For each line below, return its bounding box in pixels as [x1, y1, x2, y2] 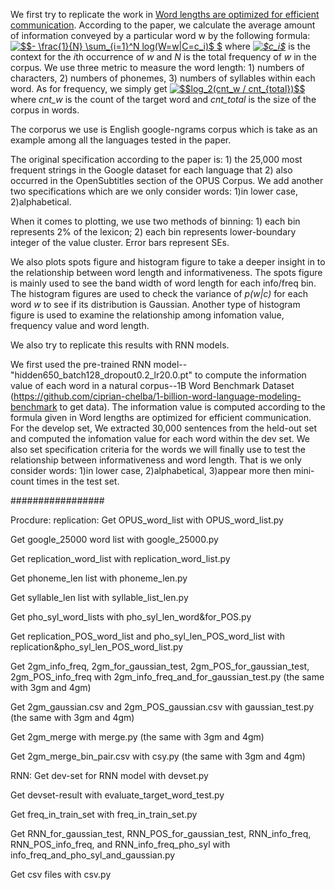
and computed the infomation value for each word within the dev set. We [10, 433, 310, 444]
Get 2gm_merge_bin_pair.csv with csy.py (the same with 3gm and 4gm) [10, 750, 306, 762]
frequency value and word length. [10, 320, 150, 331]
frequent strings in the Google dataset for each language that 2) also [10, 164, 293, 176]
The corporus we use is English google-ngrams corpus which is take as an [10, 124, 318, 135]
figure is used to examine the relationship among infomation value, [10, 309, 285, 321]
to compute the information [194, 369, 307, 381]
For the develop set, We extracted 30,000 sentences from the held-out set [10, 422, 318, 434]
